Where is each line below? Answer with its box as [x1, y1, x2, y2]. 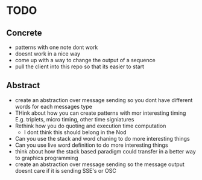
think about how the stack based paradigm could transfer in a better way [14, 147, 196, 155]
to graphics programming [14, 154, 78, 161]
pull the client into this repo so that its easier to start [14, 63, 145, 70]
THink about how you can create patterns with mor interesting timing [14, 109, 186, 117]
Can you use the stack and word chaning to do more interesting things [14, 135, 190, 142]
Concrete [6, 28, 42, 38]
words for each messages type [14, 103, 92, 110]
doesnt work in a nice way [14, 50, 80, 57]
